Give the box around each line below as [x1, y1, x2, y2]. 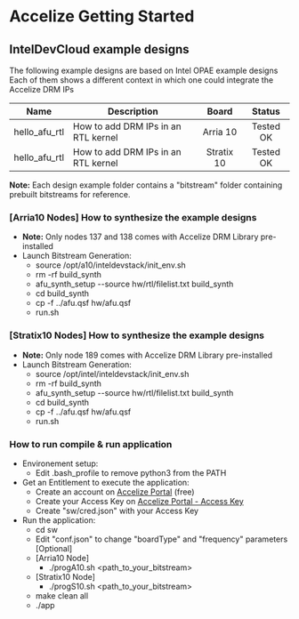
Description [107, 105, 158, 117]
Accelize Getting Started [9, 6, 195, 27]
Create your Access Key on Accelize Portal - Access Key [35, 495, 245, 506]
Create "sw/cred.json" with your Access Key [35, 505, 198, 516]
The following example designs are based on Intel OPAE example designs [9, 65, 279, 76]
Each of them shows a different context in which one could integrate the [9, 75, 274, 85]
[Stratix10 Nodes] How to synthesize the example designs [9, 329, 265, 342]
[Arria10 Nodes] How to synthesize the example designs [9, 211, 257, 223]
